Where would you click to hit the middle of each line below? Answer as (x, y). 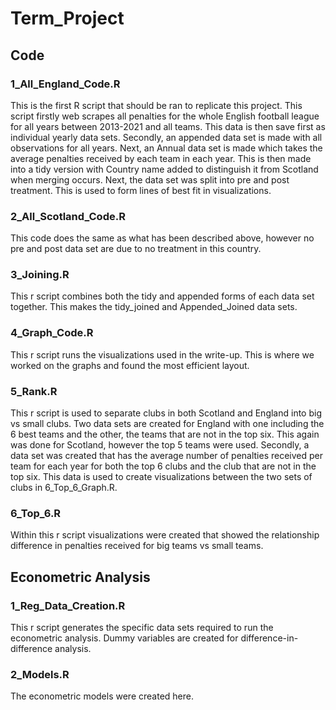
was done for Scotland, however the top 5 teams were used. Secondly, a (160, 445)
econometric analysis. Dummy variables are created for (124, 638)
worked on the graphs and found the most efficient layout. (130, 365)
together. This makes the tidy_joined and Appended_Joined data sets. (154, 307)
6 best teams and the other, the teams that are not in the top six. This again (165, 434)
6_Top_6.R (36, 513)
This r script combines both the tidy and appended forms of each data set (162, 296)
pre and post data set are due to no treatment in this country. (136, 249)
